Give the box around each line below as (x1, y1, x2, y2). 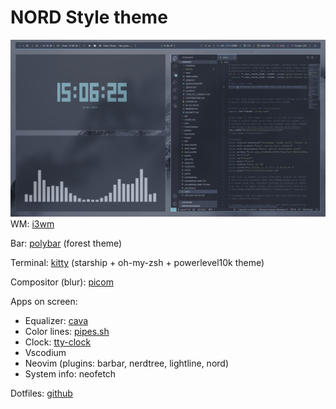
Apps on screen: (10, 296, 78, 308)
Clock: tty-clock (24, 336, 92, 348)
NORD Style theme (10, 6, 168, 29)
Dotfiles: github (10, 387, 73, 400)
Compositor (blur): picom (10, 276, 114, 288)
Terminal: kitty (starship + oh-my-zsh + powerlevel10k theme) (10, 257, 265, 269)
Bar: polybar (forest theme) (10, 237, 123, 250)
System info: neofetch (24, 368, 117, 380)
